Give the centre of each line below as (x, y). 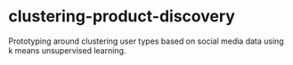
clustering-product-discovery (122, 16)
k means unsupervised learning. (67, 50)
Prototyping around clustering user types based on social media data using (146, 41)
